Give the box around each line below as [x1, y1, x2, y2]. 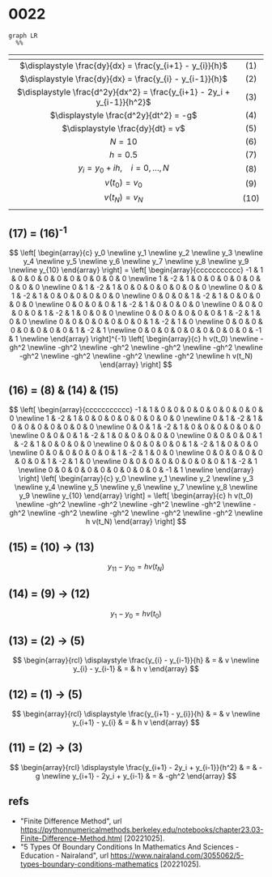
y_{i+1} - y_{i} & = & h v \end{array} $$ [72, 717, 200, 727]
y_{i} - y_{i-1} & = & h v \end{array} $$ [72, 664, 200, 674]
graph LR [8, 32, 38, 40]
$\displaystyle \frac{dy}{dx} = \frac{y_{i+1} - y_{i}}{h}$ [19, 60, 228, 71]
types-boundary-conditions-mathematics [19, 859, 159, 869]
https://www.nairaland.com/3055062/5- [110, 850, 244, 860]
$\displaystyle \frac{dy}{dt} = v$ [62, 122, 186, 134]
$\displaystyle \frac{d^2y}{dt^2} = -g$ [49, 109, 198, 121]
